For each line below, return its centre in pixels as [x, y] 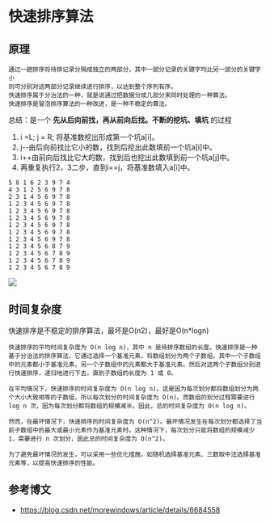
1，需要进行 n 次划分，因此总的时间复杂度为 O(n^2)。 [89, 439]
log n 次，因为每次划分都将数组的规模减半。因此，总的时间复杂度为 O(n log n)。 [129, 406]
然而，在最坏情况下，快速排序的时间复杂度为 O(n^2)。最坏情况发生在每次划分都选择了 [133, 421]
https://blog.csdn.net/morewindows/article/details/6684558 [120, 509]
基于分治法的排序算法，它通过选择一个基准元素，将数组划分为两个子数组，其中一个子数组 [135, 356]
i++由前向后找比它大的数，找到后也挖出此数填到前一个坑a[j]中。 [127, 157]
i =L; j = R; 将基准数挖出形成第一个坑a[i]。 [89, 137]
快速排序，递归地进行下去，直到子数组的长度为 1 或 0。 [96, 373]
